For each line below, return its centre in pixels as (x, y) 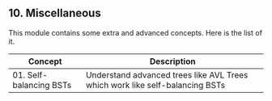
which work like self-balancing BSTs (155, 85)
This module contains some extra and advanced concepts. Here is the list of (136, 32)
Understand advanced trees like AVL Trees (167, 74)
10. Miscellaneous (55, 13)
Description (172, 61)
